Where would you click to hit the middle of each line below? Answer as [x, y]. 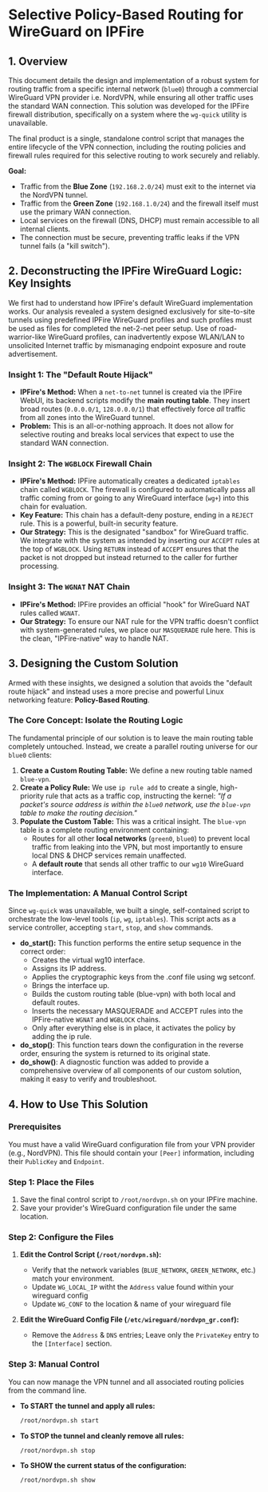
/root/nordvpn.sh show [57, 1480]
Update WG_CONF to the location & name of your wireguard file [131, 1304]
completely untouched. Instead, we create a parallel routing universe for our [133, 746]
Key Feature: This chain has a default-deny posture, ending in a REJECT [136, 515]
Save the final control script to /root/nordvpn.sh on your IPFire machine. [138, 1200]
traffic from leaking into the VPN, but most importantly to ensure [137, 846]
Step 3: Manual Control [54, 1364]
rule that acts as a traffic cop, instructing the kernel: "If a [139, 796]
